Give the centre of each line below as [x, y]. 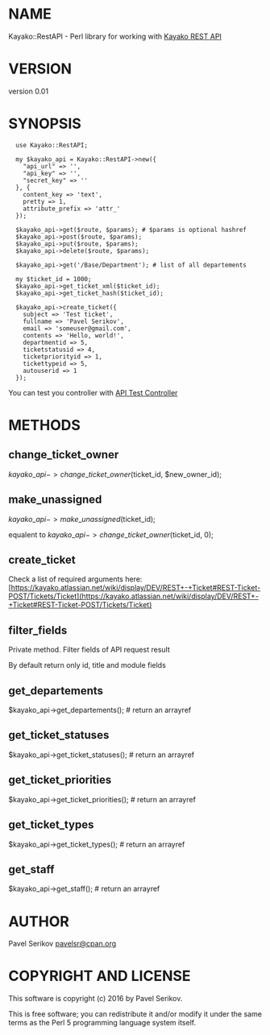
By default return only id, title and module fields [87, 665]
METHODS [44, 425]
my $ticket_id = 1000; [54, 279]
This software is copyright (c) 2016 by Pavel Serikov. [96, 999]
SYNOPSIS [45, 124]
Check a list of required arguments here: [75, 579]
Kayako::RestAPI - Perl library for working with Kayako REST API [115, 36]
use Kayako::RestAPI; [52, 145]
